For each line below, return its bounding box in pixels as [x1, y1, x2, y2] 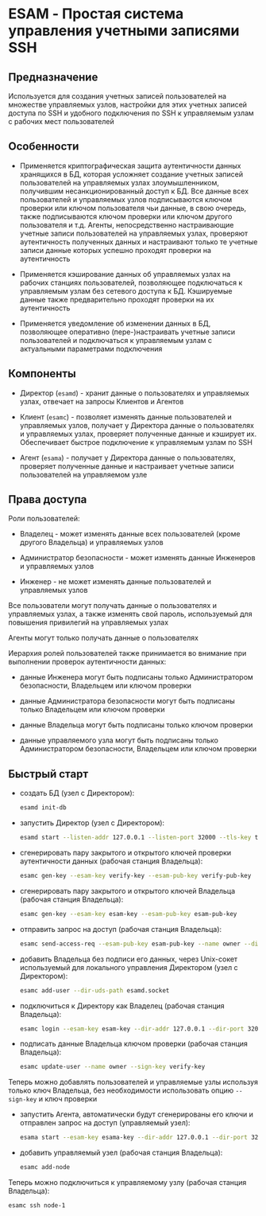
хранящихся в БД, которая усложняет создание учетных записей [19, 169, 244, 179]
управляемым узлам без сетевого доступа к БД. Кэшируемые [19, 286, 233, 295]
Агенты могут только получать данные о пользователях [8, 633, 199, 643]
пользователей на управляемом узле [19, 470, 148, 479]
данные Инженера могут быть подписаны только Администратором [19, 672, 254, 682]
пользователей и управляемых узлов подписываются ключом [19, 194, 233, 204]
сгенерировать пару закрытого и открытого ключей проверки [19, 848, 232, 857]
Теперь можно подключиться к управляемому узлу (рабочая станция [8, 1178, 247, 1187]
